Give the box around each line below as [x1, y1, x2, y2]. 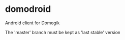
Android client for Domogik [5, 20, 60, 26]
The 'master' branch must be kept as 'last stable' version [5, 29, 121, 35]
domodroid [5, 3, 51, 15]
